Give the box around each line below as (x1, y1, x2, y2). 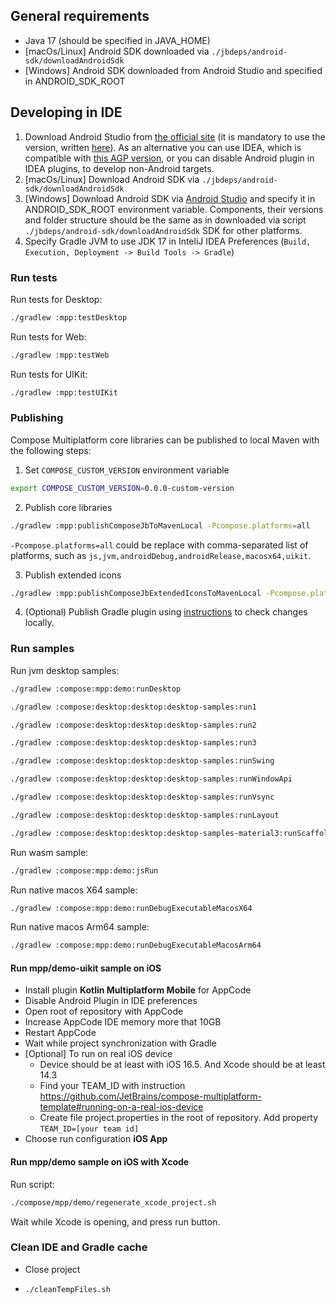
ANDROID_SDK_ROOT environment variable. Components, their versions (24, 203, 324, 215)
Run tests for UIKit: (10, 368, 88, 380)
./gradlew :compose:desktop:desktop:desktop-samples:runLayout (10, 810, 280, 820)
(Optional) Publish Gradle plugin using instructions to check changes (24, 606, 308, 618)
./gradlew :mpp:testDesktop (10, 312, 128, 323)
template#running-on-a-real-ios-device (39, 1101, 204, 1113)
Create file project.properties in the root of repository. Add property (39, 1112, 319, 1124)
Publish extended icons (24, 569, 122, 581)
